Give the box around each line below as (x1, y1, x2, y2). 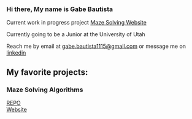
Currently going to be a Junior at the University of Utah (6, 31, 145, 38)
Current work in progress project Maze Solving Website (6, 19, 147, 26)
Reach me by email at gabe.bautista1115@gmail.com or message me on (6, 42, 186, 50)
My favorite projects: (6, 67, 88, 77)
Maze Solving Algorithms (6, 85, 83, 94)
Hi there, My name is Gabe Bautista (6, 5, 113, 13)
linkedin (6, 49, 26, 56)
